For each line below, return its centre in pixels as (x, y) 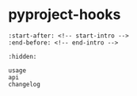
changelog (25, 84)
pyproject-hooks (65, 15)
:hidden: (23, 56)
